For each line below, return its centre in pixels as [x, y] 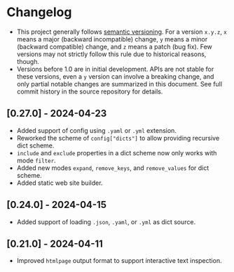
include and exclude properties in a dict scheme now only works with [117, 153]
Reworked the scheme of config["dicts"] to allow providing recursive [118, 138]
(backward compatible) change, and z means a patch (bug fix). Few [115, 46]
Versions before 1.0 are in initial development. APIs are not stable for [115, 69]
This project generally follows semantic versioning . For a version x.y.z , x [122, 32]
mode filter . [36, 160]
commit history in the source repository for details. [90, 91]
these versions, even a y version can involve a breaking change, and [115, 76]
